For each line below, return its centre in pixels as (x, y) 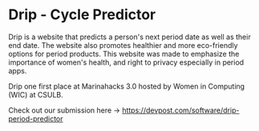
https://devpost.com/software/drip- (180, 110)
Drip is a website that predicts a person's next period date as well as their (129, 37)
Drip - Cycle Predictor (82, 15)
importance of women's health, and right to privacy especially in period (126, 62)
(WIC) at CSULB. (36, 94)
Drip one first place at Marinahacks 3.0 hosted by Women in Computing (127, 86)
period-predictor (36, 118)
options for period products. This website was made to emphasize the (124, 54)
